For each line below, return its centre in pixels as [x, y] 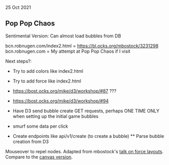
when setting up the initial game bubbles [56, 116]
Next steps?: [18, 61]
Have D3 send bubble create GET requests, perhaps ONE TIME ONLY [86, 111]
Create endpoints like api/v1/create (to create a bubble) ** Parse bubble [88, 136]
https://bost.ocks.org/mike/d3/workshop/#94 [61, 101]
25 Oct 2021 [18, 7]
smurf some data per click [40, 126]
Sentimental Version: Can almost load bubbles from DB [63, 36]
